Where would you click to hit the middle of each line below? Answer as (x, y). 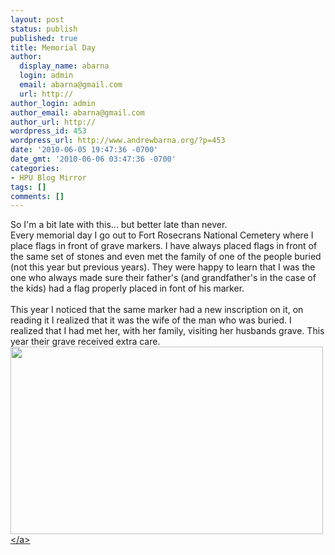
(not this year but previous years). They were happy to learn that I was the (163, 267)
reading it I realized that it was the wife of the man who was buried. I (151, 320)
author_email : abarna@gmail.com (77, 112)
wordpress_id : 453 (48, 131)
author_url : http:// (53, 122)
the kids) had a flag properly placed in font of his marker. (127, 288)
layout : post (37, 19)
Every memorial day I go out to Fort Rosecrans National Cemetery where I (162, 235)
